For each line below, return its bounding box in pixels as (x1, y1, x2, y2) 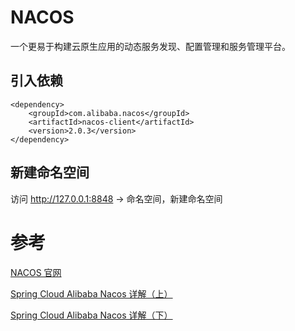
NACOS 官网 (10, 266, 62, 278)
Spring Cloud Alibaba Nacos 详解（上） (10, 287, 173, 300)
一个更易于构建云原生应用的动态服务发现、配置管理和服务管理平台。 (10, 40, 291, 52)
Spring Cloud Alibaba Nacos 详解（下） (10, 309, 173, 321)
